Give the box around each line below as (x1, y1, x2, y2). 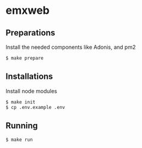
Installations (5, 72, 54, 82)
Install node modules (5, 87, 58, 94)
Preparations (5, 28, 55, 38)
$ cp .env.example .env (5, 104, 66, 110)
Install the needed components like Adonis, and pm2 (5, 43, 136, 51)
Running (5, 121, 39, 131)
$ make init (5, 99, 35, 105)
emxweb (5, 4, 50, 17)
